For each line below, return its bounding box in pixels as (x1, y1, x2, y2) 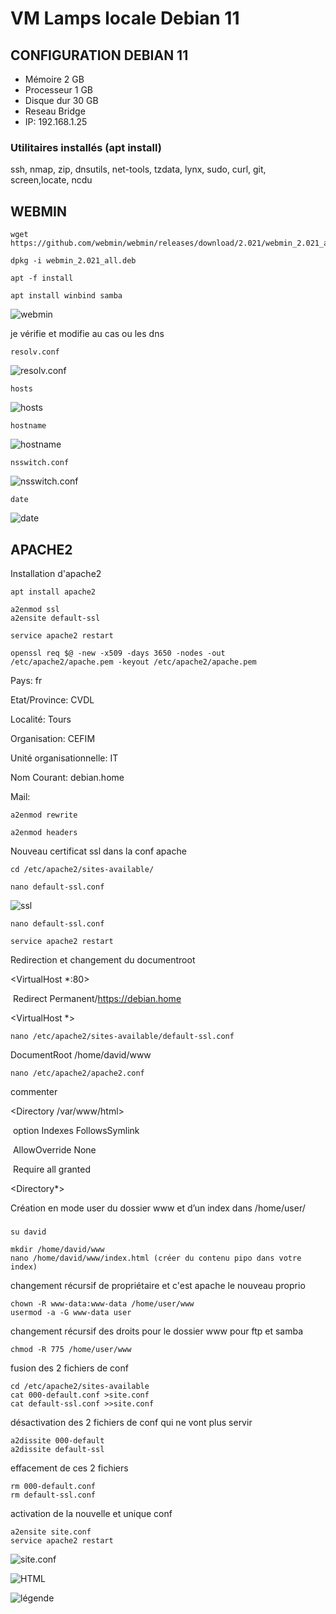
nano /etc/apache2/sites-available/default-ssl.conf (10, 1031, 235, 1041)
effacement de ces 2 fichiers (10, 1462, 129, 1474)
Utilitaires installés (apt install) (10, 140, 162, 154)
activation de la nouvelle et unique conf (10, 1507, 173, 1519)
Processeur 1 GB (24, 84, 93, 96)
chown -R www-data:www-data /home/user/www (10, 1298, 195, 1309)
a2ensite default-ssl (10, 613, 101, 623)
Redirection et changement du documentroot (10, 953, 196, 966)
